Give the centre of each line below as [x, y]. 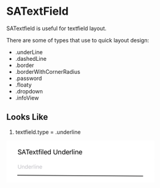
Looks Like [27, 117]
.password [29, 78]
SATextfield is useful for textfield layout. [56, 28]
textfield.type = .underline [48, 132]
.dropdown [29, 91]
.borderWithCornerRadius [48, 71]
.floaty [23, 85]
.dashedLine [31, 58]
